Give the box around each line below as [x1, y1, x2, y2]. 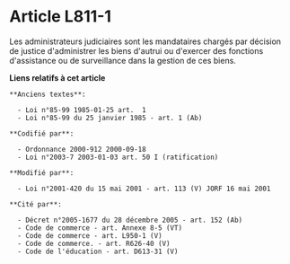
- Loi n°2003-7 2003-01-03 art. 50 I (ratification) [17, 153, 219, 162]
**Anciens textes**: [9, 90, 87, 99]
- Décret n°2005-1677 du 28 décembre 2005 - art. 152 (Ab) [17, 216, 243, 224]
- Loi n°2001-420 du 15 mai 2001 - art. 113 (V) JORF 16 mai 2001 [17, 184, 271, 193]
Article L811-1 [9, 6, 112, 27]
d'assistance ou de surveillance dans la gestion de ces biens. [9, 55, 236, 66]
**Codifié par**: [9, 128, 75, 138]
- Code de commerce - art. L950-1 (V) [17, 231, 163, 240]
